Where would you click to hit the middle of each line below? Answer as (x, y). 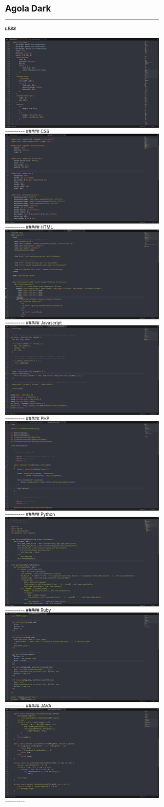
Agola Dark (28, 9)
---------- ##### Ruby (28, 610)
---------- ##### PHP (27, 418)
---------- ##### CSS (27, 131)
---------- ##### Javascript (33, 323)
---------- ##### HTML (29, 227)
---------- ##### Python (30, 514)
